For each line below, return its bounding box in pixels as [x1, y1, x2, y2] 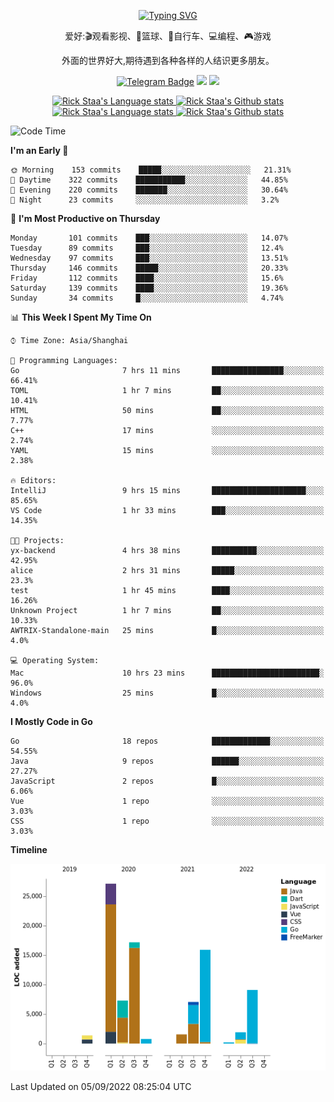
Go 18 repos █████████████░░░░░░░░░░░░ [10, 736, 325, 746]
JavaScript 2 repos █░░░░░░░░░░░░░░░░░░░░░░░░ [10, 776, 325, 786]
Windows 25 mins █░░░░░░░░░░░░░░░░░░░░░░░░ [10, 688, 325, 698]
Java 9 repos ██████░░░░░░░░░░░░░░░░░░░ [10, 756, 325, 766]
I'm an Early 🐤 [10, 145, 69, 156]
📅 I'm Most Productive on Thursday [10, 213, 161, 224]
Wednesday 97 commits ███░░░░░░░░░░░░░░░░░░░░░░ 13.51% [10, 253, 288, 263]
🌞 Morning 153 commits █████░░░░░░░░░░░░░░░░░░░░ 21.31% [10, 165, 292, 175]
